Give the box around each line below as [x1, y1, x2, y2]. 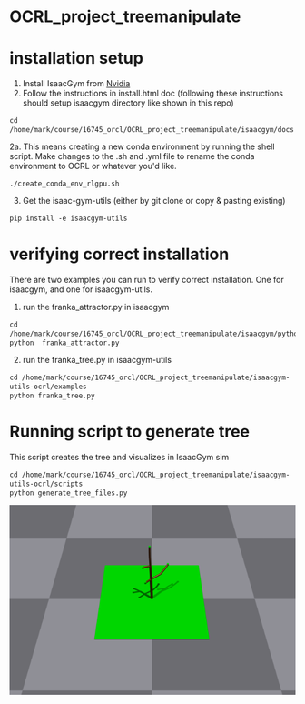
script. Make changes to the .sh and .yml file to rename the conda [9, 151, 255, 162]
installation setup [9, 48, 143, 69]
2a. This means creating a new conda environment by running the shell [9, 141, 275, 152]
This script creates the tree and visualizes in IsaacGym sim [9, 452, 230, 462]
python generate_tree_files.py [9, 488, 128, 498]
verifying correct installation [9, 244, 230, 265]
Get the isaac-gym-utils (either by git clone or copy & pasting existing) [22, 196, 286, 206]
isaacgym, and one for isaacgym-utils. [9, 284, 152, 295]
